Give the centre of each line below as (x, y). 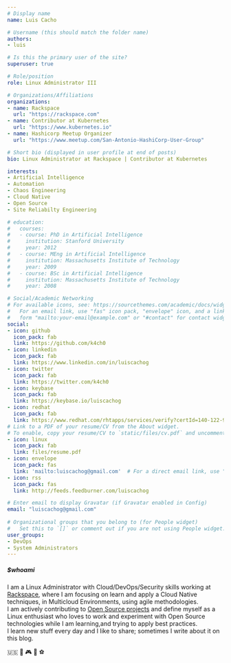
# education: (26, 222)
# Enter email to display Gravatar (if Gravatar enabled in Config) (107, 503)
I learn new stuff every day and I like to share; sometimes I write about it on (113, 631)
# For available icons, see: (49, 305)
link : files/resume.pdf (47, 452)
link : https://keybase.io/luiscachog (67, 401)
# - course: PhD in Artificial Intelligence (75, 235)
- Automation (26, 184)
